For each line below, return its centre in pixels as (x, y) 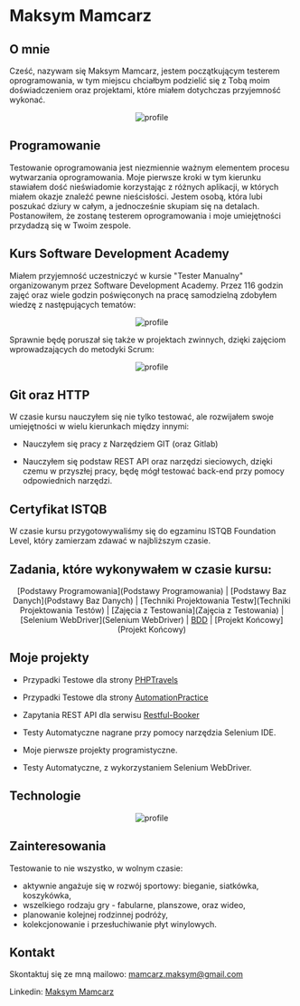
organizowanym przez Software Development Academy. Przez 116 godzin (146, 285)
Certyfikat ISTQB (58, 509)
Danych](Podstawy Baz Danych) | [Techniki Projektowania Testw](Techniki (152, 601)
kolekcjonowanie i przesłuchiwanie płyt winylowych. (119, 924)
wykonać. (28, 100)
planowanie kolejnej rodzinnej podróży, (95, 915)
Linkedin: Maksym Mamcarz (62, 992)
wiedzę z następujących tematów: (73, 304)
